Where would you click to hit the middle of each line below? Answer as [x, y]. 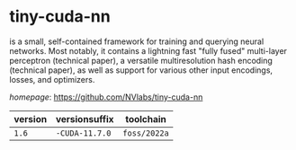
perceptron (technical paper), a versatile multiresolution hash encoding [141, 60]
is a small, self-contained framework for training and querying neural [137, 41]
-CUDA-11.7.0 [83, 133]
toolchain [146, 119]
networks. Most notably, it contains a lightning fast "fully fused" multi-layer [148, 50]
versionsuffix [85, 119]
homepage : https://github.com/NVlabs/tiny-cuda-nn [106, 97]
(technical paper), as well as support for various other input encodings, [141, 70]
